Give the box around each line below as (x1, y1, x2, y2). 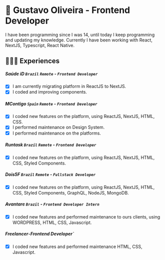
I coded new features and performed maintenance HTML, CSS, (12, 243, 142, 249)
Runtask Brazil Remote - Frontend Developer (5, 142, 96, 148)
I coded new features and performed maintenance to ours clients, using (12, 213, 160, 219)
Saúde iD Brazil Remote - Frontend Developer (5, 70, 98, 76)
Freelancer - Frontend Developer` (5, 231, 74, 237)
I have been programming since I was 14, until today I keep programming (5, 31, 155, 37)
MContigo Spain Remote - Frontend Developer (5, 101, 97, 107)
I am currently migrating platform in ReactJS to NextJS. (12, 83, 126, 89)
